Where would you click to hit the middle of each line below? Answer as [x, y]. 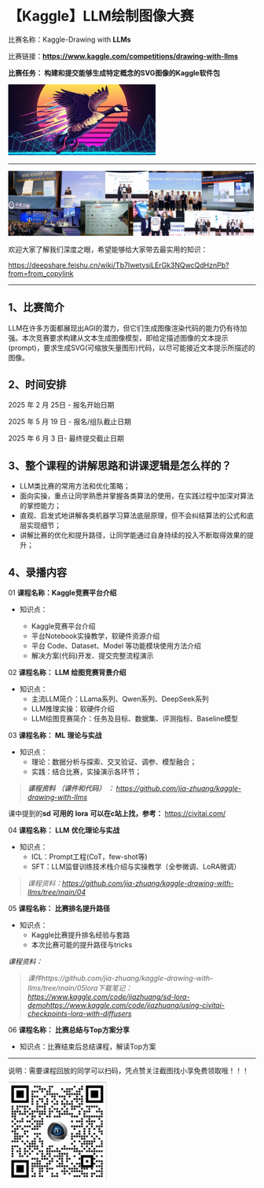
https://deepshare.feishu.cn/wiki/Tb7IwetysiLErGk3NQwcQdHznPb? [119, 265]
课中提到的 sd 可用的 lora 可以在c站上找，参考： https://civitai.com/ [117, 813]
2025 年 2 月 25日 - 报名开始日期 [61, 405]
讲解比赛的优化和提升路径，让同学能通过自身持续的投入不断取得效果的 [133, 535]
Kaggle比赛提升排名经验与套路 [81, 935]
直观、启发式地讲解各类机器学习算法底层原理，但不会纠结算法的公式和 [133, 515]
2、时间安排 [37, 384]
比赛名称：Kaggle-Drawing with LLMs [70, 39]
